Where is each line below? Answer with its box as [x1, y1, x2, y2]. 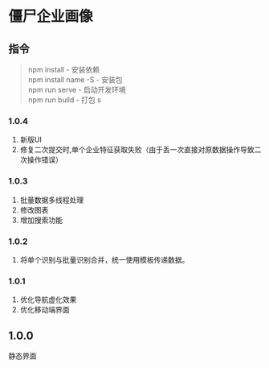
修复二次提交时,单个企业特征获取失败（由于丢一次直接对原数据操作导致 [19, 145, 255, 155]
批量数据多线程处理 [19, 195, 84, 205]
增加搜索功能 [19, 215, 63, 225]
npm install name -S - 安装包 [27, 75, 123, 85]
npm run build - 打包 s [27, 95, 102, 105]
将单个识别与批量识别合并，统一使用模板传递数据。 [19, 254, 190, 264]
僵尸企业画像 [8, 7, 94, 26]
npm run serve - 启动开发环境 [27, 85, 126, 94]
